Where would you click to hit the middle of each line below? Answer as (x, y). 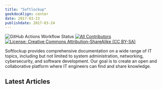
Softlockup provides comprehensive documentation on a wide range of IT (78, 51)
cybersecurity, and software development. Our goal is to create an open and (81, 61)
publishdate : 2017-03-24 (30, 23)
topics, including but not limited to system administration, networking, (74, 56)
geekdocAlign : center (27, 14)
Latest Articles (28, 82)
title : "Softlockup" (26, 9)
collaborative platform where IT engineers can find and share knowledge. (78, 66)
